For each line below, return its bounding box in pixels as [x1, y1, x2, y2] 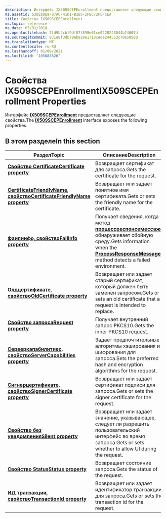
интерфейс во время [95, 433, 145, 440]
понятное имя [95, 187, 129, 194]
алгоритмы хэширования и [95, 343, 160, 350]
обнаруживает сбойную [95, 232, 153, 239]
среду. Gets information [95, 238, 150, 245]
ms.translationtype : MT [5, 40, 54, 45]
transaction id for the [95, 499, 144, 506]
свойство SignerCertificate [7, 388, 73, 395]
